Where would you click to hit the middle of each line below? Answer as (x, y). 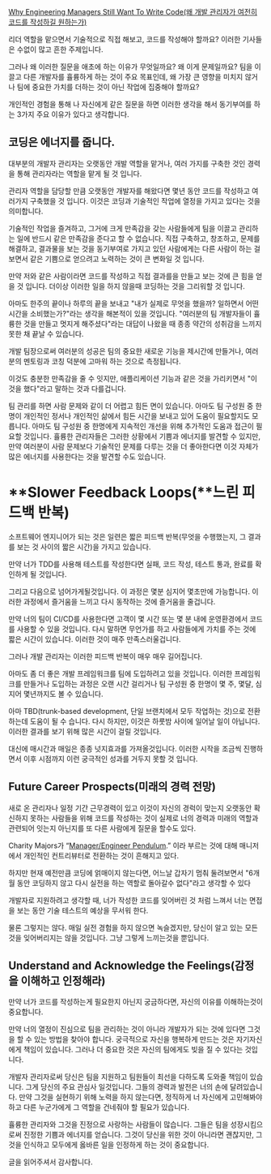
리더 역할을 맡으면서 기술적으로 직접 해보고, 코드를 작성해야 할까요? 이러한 (125, 39)
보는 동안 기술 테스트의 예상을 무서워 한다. (83, 910)
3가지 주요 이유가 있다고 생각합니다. (73, 114)
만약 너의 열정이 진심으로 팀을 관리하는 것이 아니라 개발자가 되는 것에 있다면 (127, 1030)
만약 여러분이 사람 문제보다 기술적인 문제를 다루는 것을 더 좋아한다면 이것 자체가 (133, 446)
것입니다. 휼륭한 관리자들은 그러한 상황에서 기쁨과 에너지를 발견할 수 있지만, (142, 436)
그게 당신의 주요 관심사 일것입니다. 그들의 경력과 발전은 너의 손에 (127, 1087)
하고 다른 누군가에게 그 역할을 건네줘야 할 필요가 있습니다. (99, 1107)
